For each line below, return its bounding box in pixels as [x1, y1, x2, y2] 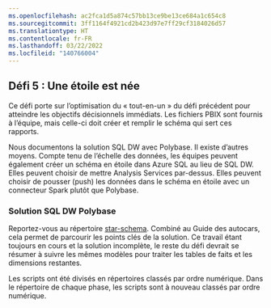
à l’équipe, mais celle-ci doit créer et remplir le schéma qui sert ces [8, 118, 232, 128]
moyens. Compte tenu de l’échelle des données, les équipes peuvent [8, 150, 239, 160]
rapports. [8, 126, 40, 136]
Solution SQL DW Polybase [8, 205, 116, 217]
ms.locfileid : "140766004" [8, 49, 100, 57]
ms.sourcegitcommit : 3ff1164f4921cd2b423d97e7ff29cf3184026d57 [8, 19, 227, 27]
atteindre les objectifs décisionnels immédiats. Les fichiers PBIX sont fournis [8, 109, 263, 119]
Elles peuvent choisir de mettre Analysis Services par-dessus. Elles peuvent [8, 167, 261, 178]
